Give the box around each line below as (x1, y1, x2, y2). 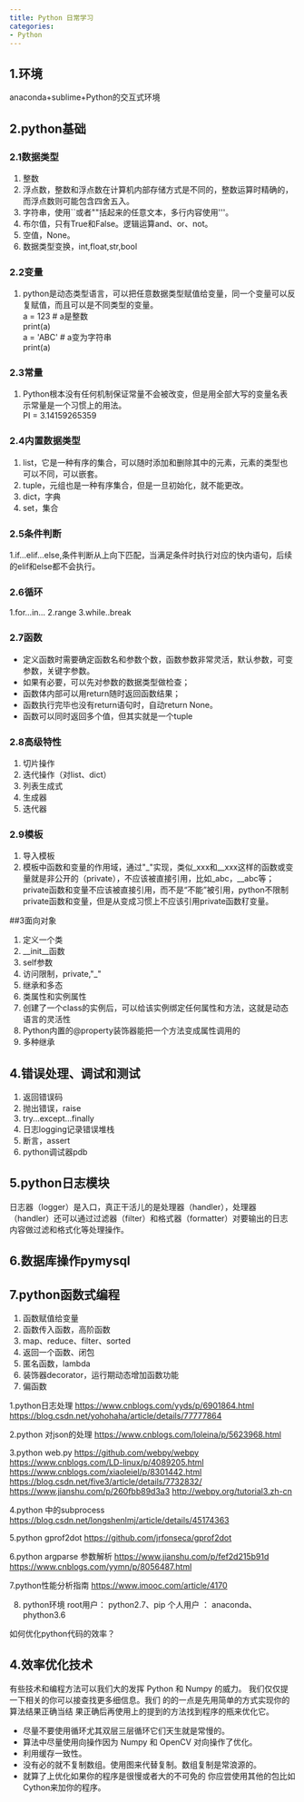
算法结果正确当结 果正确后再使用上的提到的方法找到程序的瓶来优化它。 (9, 1706, 274, 1717)
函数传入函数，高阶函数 (22, 1324, 111, 1335)
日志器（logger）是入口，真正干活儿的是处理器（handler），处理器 (9, 1201, 257, 1212)
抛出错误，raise (22, 1103, 82, 1114)
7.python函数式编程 (9, 1286, 121, 1303)
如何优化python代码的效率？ (9, 1629, 115, 1640)
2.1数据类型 (9, 151, 59, 163)
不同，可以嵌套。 (38, 468, 103, 479)
